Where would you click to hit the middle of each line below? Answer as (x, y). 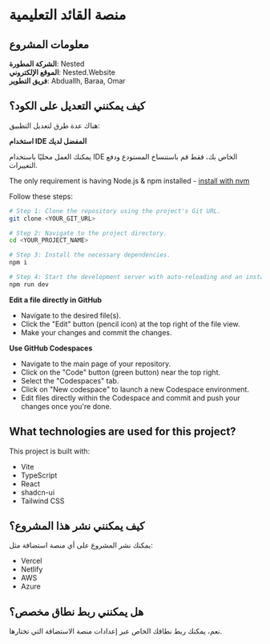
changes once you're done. (66, 406)
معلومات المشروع (49, 45)
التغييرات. (24, 165)
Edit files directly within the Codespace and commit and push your (130, 398)
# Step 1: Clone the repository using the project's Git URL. (115, 211)
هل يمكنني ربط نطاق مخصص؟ (77, 611)
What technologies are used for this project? (123, 432)
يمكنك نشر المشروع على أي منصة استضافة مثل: (81, 545)
